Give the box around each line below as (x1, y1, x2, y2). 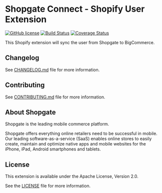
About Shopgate (5, 108, 56, 116)
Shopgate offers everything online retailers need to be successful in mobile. (5, 131, 158, 137)
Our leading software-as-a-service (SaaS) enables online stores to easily (5, 136, 152, 142)
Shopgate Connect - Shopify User (5, 3, 145, 15)
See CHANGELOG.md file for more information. (5, 67, 100, 72)
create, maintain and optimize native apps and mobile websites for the (5, 141, 146, 147)
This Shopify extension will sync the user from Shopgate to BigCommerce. (5, 39, 155, 45)
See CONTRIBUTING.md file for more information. (5, 94, 106, 100)
